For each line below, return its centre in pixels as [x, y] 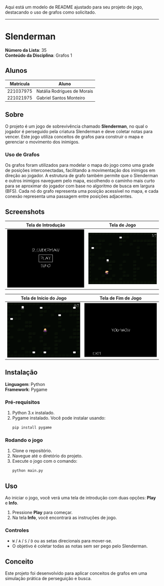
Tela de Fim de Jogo [121, 298]
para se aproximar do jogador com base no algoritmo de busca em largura [80, 186]
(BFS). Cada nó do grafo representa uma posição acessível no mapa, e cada [82, 191]
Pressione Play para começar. [42, 512]
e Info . [12, 503]
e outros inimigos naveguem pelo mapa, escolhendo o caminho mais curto [80, 181]
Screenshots [25, 212]
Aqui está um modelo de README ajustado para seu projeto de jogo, [74, 7]
